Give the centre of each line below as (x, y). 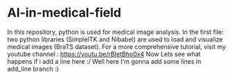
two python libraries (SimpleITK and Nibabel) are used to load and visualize (115, 39)
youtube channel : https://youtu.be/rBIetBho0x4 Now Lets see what (104, 54)
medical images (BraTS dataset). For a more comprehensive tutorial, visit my (116, 46)
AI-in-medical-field (64, 13)
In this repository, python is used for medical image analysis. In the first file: (115, 32)
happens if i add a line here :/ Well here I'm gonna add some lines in (104, 61)
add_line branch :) (33, 69)
